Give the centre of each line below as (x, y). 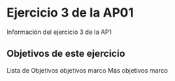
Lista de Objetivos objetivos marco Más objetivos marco (87, 70)
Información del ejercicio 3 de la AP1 (59, 32)
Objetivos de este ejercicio (66, 54)
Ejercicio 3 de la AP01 (70, 13)
